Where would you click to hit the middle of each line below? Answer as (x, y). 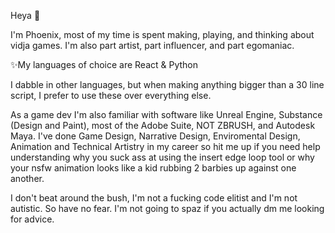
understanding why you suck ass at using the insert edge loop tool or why (162, 157)
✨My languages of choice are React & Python (104, 64)
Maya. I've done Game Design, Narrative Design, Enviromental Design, (155, 136)
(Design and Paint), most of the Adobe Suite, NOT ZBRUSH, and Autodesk (163, 125)
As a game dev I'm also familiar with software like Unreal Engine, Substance (166, 114)
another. (27, 178)
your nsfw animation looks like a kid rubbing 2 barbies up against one (153, 168)
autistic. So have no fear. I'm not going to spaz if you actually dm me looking (167, 208)
